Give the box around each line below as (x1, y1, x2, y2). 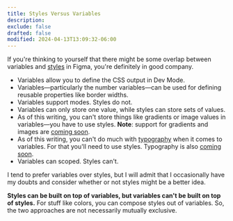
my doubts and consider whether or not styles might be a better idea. (7, 178, 207, 186)
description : (7, 17, 45, 24)
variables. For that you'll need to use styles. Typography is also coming (17, 142, 221, 151)
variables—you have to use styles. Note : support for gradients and (17, 120, 209, 129)
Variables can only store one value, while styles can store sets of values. (17, 106, 226, 114)
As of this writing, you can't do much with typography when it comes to (17, 135, 223, 143)
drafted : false (7, 29, 51, 37)
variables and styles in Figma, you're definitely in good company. (7, 63, 193, 71)
